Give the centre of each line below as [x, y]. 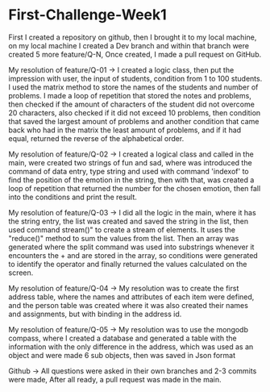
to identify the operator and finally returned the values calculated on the [128, 264]
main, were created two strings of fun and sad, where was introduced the [130, 162]
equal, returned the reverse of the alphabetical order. [96, 138]
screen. [21, 273]
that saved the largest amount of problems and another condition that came [134, 121]
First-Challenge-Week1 [87, 15]
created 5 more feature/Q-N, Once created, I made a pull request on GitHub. [135, 54]
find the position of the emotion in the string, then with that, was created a [131, 180]
